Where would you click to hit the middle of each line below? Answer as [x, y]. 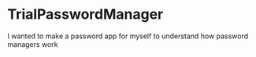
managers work [33, 44]
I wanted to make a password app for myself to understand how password [128, 36]
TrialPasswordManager [85, 14]
